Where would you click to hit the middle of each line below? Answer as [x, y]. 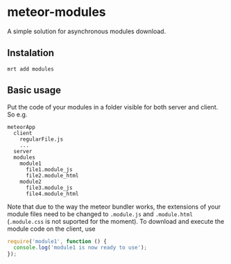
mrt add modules [31, 69]
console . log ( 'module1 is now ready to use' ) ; [80, 248]
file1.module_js [49, 169]
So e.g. [17, 114]
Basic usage [34, 90]
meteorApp [22, 127]
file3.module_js [49, 188]
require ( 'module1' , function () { [57, 241]
